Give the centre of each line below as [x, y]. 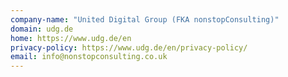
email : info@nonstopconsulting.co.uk [89, 57]
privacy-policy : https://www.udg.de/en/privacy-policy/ [129, 47]
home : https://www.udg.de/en [71, 38]
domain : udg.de [42, 29]
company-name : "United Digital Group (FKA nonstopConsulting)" [145, 19]
